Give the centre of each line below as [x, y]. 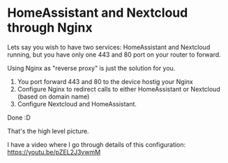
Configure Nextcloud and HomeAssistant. [77, 104]
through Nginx [50, 28]
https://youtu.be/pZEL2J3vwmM [54, 152]
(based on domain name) [53, 97]
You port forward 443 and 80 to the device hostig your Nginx [105, 81]
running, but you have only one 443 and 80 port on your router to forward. [114, 55]
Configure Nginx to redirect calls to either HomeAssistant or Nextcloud [119, 89]
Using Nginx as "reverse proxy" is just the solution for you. [91, 68]
